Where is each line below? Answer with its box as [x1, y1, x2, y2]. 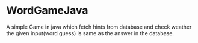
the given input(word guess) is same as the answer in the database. [6, 29, 175, 36]
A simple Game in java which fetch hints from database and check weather [6, 23, 192, 30]
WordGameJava [6, 4, 88, 17]
